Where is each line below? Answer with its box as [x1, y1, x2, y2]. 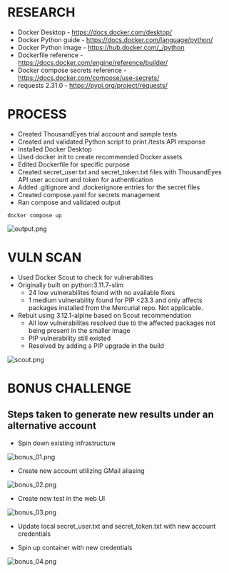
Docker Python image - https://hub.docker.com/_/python [17, 43, 185, 51]
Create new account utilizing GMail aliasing [17, 466, 145, 475]
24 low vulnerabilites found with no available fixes [28, 288, 175, 297]
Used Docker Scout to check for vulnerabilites [17, 273, 153, 281]
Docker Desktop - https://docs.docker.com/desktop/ [17, 28, 173, 36]
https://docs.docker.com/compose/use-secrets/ [17, 73, 160, 82]
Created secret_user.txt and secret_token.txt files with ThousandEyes [17, 167, 223, 176]
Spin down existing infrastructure [17, 439, 116, 447]
